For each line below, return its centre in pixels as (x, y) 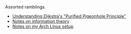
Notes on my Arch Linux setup (43, 26)
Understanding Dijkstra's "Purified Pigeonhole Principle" (69, 16)
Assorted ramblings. (26, 7)
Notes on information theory (41, 21)
